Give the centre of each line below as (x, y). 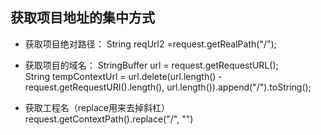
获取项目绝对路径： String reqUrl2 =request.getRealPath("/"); (150, 44)
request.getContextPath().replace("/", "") (109, 119)
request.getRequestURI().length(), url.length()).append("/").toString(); (168, 87)
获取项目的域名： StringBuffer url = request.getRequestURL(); (151, 65)
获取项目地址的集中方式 (82, 18)
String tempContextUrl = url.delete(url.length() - (123, 76)
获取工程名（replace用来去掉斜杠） (97, 107)
